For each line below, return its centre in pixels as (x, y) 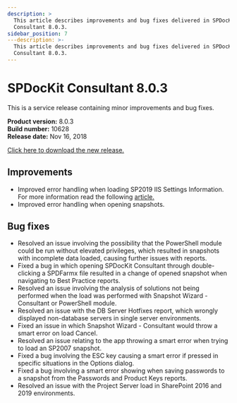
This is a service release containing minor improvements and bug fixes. (111, 107)
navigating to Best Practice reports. (69, 281)
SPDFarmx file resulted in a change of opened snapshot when (137, 273)
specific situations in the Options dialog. (76, 363)
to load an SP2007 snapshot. (60, 348)
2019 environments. (46, 393)
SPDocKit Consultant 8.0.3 (87, 88)
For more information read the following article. (86, 197)
